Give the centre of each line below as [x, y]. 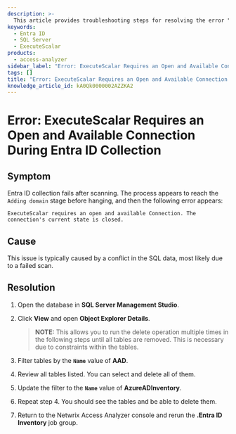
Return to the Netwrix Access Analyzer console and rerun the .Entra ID [120, 415]
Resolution [31, 288]
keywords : [22, 27]
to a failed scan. [31, 266]
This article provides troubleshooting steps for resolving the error [119, 20]
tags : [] [20, 72]
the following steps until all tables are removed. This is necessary [129, 339]
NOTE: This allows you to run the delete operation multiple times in [132, 332]
